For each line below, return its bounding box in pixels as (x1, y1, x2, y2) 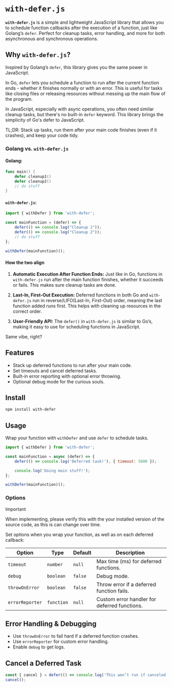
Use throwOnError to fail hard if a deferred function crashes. (12, 633, 139, 639)
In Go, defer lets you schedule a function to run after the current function (5, 79, 160, 86)
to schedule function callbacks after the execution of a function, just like (5, 25, 158, 31)
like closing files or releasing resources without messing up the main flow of (5, 90, 166, 97)
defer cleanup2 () (14, 179, 52, 184)
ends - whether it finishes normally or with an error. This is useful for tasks (5, 85, 163, 91)
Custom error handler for (96, 596, 156, 603)
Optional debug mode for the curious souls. (12, 378, 105, 384)
